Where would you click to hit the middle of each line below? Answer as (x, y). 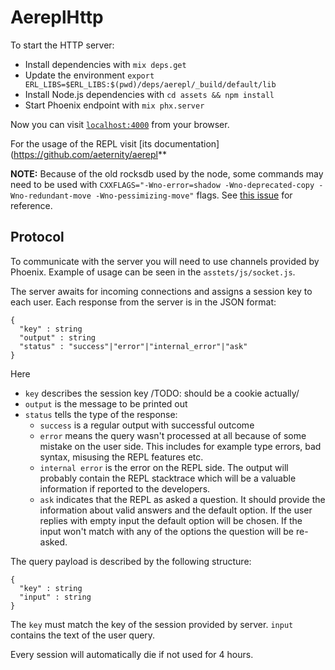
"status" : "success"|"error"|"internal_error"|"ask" (133, 346)
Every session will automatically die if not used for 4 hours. (132, 654)
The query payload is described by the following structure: (131, 561)
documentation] (187, 143)
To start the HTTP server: (62, 45)
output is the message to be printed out (106, 403)
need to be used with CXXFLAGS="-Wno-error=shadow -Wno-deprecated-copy (162, 184)
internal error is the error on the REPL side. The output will (164, 467)
